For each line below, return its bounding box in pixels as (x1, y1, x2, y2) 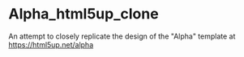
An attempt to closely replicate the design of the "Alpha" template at (8, 31, 236, 41)
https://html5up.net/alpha (8, 39, 94, 49)
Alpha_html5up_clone (8, 5, 160, 23)
